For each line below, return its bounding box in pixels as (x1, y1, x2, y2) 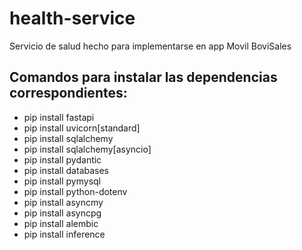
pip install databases (23, 164, 110, 176)
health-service (9, 7, 136, 30)
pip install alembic (23, 217, 99, 229)
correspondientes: (9, 85, 128, 102)
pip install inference (23, 228, 106, 240)
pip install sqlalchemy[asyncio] (23, 143, 152, 155)
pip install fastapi (23, 111, 95, 123)
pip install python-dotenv (23, 185, 128, 197)
